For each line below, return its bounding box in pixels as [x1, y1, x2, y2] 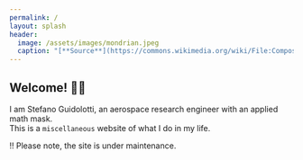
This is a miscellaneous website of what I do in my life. [9, 122, 211, 133]
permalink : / [9, 13, 59, 22]
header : [9, 30, 39, 39]
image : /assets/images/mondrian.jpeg [17, 38, 160, 48]
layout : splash [9, 22, 67, 31]
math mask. [9, 113, 53, 124]
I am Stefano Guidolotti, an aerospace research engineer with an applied [9, 103, 279, 114]
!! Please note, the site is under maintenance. [9, 140, 177, 151]
